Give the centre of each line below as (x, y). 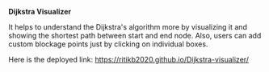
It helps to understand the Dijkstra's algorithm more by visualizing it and (128, 27)
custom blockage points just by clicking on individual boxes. (108, 44)
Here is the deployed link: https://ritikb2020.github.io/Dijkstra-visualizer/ (128, 60)
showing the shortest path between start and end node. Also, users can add (135, 36)
